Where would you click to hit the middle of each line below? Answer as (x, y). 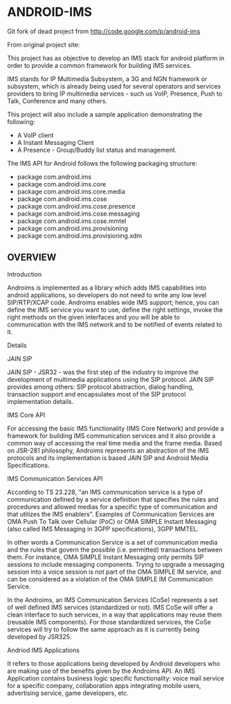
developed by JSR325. (39, 636)
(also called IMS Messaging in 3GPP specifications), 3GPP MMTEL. (103, 529)
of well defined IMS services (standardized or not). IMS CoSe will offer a (110, 607)
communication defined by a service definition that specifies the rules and (113, 499)
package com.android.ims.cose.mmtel (72, 221)
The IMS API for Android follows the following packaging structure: (102, 163)
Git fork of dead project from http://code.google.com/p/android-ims (104, 31)
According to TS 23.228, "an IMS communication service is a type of (105, 492)
